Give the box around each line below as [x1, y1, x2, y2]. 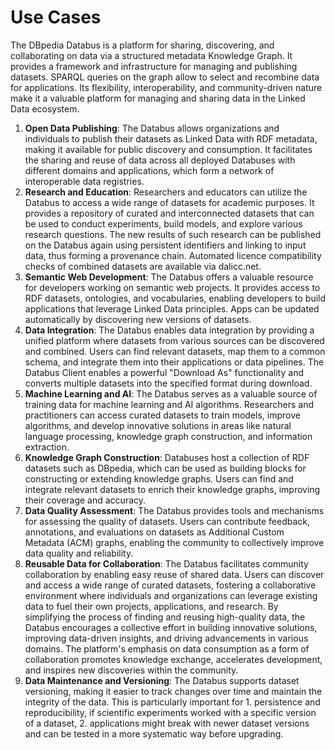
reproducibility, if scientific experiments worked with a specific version [24, 706, 317, 718]
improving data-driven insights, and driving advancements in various [24, 632, 309, 644]
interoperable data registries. [24, 175, 145, 187]
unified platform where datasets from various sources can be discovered [24, 334, 325, 346]
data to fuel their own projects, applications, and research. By [24, 600, 279, 612]
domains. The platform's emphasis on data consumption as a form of [24, 642, 310, 655]
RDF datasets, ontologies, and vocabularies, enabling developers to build [24, 292, 327, 304]
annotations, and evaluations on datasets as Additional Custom [24, 526, 285, 538]
